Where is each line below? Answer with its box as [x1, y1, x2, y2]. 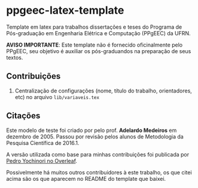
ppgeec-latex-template [6, 4, 124, 17]
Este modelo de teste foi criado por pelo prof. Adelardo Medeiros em [6, 127, 177, 134]
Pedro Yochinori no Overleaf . [6, 157, 78, 164]
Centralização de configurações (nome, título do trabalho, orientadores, [14, 87, 193, 94]
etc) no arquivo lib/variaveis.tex [14, 93, 100, 100]
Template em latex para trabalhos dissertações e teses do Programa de [6, 23, 182, 30]
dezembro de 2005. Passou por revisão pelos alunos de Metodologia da [6, 132, 184, 140]
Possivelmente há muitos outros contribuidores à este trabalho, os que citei [6, 168, 193, 176]
